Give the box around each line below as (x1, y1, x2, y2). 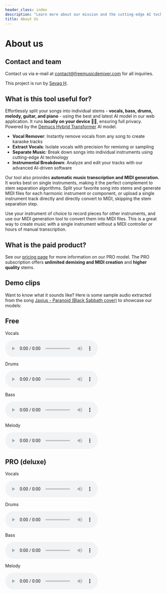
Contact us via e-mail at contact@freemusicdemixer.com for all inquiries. (5, 70, 154, 77)
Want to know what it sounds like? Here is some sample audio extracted (5, 292, 152, 298)
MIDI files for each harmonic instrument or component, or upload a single (5, 191, 155, 197)
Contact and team (5, 58, 62, 66)
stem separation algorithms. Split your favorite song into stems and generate (5, 185, 161, 191)
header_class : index (5, 7, 48, 12)
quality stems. (5, 264, 35, 270)
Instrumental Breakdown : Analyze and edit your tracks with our (12, 160, 143, 166)
